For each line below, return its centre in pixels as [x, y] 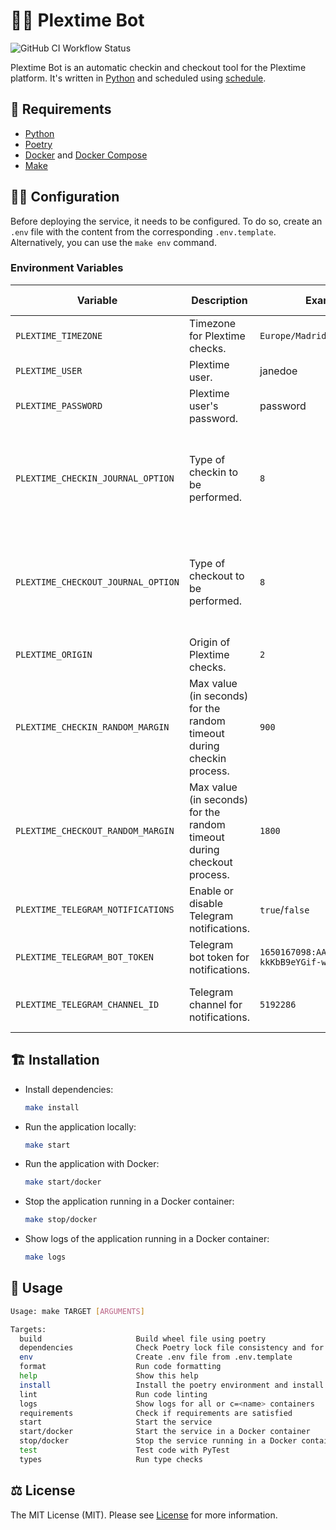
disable [206, 903]
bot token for [219, 957]
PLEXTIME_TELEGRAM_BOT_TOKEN [84, 957]
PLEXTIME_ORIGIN [54, 654]
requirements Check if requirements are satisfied [156, 1413]
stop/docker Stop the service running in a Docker [158, 1441]
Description [219, 300]
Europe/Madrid [293, 335]
